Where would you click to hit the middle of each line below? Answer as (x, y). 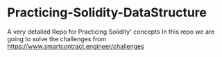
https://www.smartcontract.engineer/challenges (76, 46)
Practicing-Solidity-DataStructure (107, 13)
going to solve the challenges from (57, 38)
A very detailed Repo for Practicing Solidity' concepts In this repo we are (111, 32)
